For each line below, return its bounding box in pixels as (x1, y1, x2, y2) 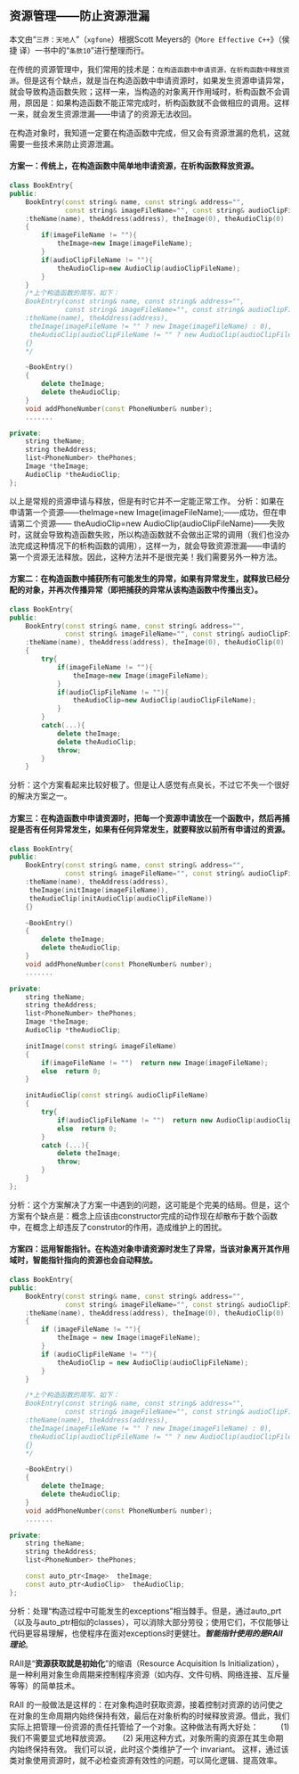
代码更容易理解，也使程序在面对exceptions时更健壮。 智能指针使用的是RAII (9, 1628, 283, 1638)
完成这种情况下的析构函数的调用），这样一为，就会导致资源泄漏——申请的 (16, 540, 287, 551)
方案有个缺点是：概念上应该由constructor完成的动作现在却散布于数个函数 (9, 1211, 279, 1221)
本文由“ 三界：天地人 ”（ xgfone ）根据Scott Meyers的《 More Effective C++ (9, 34, 271, 45)
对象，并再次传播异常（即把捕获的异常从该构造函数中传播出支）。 (24, 585, 263, 595)
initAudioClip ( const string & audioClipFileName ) (25, 1091, 209, 1100)
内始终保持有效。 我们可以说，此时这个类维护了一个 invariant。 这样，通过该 (9, 1744, 289, 1754)
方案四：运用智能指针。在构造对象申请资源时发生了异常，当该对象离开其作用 (9, 1244, 290, 1254)
